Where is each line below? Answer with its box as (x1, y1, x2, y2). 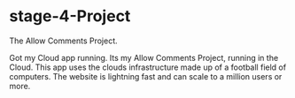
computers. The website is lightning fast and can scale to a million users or (9, 71, 283, 81)
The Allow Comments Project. (9, 35, 118, 46)
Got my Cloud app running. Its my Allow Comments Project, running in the (9, 52, 279, 63)
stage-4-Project (9, 6, 131, 26)
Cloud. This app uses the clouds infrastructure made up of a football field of (9, 62, 286, 72)
